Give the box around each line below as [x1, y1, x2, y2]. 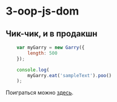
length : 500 [27, 50, 58, 56]
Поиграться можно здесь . [5, 89, 74, 97]
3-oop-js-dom [5, 4, 79, 18]
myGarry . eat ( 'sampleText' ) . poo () [27, 72, 112, 78]
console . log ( [16, 67, 50, 73]
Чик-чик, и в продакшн [5, 29, 98, 39]
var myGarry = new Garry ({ [16, 44, 85, 50]
